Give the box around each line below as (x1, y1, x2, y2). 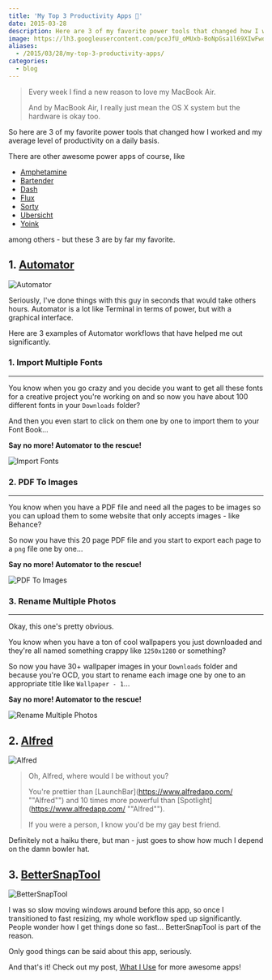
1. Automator (8, 258, 74, 272)
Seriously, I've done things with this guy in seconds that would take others (8, 295, 257, 305)
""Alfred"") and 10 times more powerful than (28, 796, 176, 806)
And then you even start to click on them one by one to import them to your (8, 415, 260, 426)
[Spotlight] (176, 796, 213, 806)
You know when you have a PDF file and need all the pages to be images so (8, 502, 261, 512)
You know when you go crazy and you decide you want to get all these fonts (8, 383, 263, 393)
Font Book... (8, 424, 49, 434)
